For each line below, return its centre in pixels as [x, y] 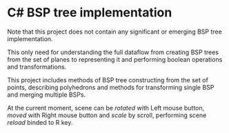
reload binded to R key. [40, 122]
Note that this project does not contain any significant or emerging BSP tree [114, 32]
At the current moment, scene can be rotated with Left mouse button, [106, 108]
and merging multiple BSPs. [47, 95]
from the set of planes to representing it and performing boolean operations [115, 59]
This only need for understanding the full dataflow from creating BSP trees [113, 52]
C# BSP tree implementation [90, 13]
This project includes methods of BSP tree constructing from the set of [108, 80]
